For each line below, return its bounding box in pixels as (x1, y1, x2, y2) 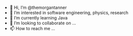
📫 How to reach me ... (9, 26, 55, 31)
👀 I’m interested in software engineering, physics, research (9, 10, 129, 16)
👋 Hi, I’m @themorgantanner (9, 5, 67, 10)
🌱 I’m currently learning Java (9, 15, 68, 20)
